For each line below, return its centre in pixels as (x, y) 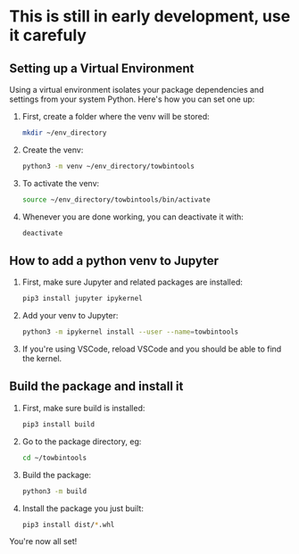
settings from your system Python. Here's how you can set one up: (132, 99)
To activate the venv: (61, 183)
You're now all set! (43, 542)
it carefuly (48, 35)
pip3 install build (58, 424)
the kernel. (42, 359)
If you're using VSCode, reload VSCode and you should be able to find (152, 349)
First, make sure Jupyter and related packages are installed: (133, 282)
